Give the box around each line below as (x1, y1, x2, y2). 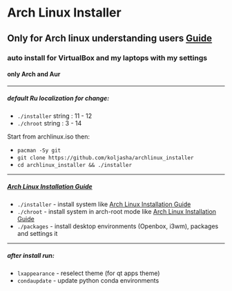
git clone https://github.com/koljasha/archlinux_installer (17, 154, 194, 161)
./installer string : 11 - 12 (17, 112, 92, 120)
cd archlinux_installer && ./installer (17, 161, 133, 168)
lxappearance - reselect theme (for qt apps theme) (17, 269, 160, 277)
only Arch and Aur (7, 70, 61, 79)
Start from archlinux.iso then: (7, 132, 90, 141)
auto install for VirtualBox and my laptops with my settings (7, 53, 208, 63)
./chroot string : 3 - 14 (17, 119, 82, 127)
